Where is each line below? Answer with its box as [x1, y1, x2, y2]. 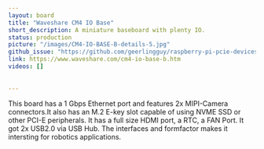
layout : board [8, 11, 55, 20]
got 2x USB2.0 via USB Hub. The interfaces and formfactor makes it [8, 123, 228, 133]
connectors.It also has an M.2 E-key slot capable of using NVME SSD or [8, 107, 241, 116]
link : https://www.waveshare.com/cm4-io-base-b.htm [8, 56, 181, 64]
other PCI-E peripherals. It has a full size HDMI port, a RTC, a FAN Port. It [8, 115, 244, 125]
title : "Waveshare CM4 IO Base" [8, 19, 114, 27]
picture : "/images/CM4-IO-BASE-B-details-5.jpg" [8, 41, 170, 49]
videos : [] [8, 63, 44, 71]
